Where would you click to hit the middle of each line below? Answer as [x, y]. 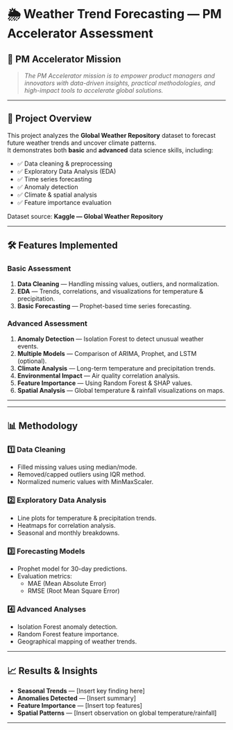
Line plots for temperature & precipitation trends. [87, 518]
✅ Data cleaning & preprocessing [64, 163]
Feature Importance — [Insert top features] [80, 706]
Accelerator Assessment [80, 34]
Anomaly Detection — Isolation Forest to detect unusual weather [110, 339]
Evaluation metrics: [45, 576]
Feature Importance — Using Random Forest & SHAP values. [105, 383]
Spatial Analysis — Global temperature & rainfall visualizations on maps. [121, 390]
